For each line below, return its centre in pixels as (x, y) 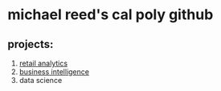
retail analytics (43, 63)
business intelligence (54, 72)
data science (41, 80)
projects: (31, 44)
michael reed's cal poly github (110, 15)
